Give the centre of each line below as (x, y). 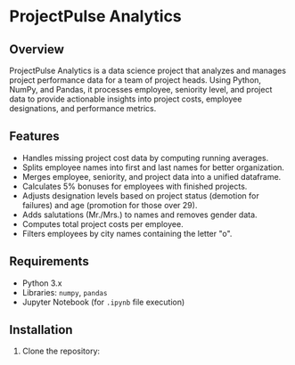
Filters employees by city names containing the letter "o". (127, 233)
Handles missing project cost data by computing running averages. (145, 158)
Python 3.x (42, 283)
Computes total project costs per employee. (103, 223)
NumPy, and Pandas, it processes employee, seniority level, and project (141, 89)
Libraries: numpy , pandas (65, 292)
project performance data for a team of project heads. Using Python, (135, 80)
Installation (41, 330)
